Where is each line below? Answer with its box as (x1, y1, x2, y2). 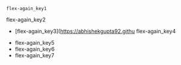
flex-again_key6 (14, 45, 55, 52)
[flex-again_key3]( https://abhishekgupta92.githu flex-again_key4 (14, 27, 176, 35)
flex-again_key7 (14, 52, 55, 59)
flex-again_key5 (14, 39, 55, 46)
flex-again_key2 (6, 16, 46, 23)
